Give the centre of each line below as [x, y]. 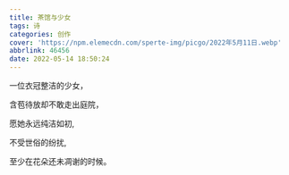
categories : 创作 [40, 34]
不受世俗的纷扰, [38, 142]
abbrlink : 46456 [39, 51]
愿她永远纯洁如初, [42, 123]
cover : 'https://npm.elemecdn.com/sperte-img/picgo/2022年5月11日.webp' [145, 42]
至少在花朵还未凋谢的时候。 [60, 161]
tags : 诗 [25, 26]
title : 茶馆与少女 [40, 17]
